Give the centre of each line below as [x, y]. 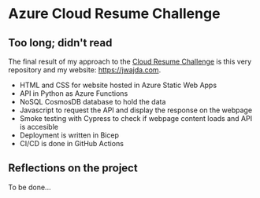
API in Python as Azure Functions [74, 93]
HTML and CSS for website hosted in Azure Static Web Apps [118, 85]
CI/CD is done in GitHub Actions [72, 143]
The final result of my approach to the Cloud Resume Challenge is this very [130, 61]
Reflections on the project [73, 169]
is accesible [39, 127]
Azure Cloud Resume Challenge [114, 14]
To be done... [30, 187]
